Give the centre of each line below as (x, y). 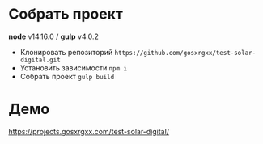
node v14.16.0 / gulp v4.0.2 (53, 36)
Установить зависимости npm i (74, 68)
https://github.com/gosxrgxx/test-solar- (185, 53)
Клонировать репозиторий (66, 52)
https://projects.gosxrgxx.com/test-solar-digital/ (89, 131)
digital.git (40, 60)
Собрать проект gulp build (67, 76)
